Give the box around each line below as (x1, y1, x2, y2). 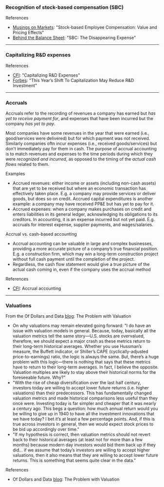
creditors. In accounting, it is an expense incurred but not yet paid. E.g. (12, 216, 155, 222)
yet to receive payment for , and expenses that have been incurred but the (5, 115, 154, 121)
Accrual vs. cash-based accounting (5, 231, 77, 237)
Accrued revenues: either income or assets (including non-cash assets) (12, 180, 156, 186)
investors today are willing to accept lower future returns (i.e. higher (12, 385, 149, 391)
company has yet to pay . (5, 121, 55, 126)
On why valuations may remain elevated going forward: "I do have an (12, 323, 151, 328)
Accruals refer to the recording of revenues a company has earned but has (5, 110, 156, 116)
